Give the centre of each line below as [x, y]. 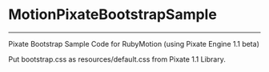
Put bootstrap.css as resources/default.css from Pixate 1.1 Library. [117, 59]
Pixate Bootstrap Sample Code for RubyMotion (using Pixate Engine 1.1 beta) [134, 44]
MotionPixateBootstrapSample [113, 15]
